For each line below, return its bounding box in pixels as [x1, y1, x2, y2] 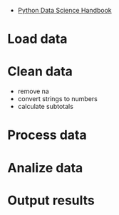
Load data [7, 31, 68, 47]
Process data [7, 127, 87, 143]
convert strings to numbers [17, 95, 98, 103]
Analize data [7, 159, 83, 176]
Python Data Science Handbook [17, 6, 112, 14]
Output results [7, 192, 95, 209]
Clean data [7, 63, 73, 80]
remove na [17, 87, 50, 95]
